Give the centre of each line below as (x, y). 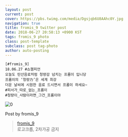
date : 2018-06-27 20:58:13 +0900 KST (43, 32)
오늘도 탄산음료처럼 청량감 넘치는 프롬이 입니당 (46, 74)
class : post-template (27, 42)
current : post (20, 14)
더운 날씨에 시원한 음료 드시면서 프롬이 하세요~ (46, 85)
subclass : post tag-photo (31, 46)
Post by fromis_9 (22, 114)
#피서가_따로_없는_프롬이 (26, 90)
